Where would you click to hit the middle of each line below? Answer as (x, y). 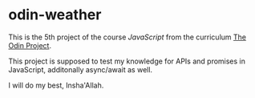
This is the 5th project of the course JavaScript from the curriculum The (127, 37)
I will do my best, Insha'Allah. (56, 85)
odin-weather (55, 15)
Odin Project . (30, 45)
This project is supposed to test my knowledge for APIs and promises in (127, 61)
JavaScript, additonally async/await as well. (81, 69)
